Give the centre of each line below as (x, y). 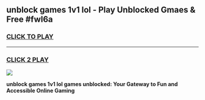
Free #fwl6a (30, 20)
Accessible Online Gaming (41, 90)
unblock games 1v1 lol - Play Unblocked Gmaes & (101, 10)
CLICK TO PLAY (30, 37)
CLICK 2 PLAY (27, 59)
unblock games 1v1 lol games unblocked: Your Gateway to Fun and (92, 84)
